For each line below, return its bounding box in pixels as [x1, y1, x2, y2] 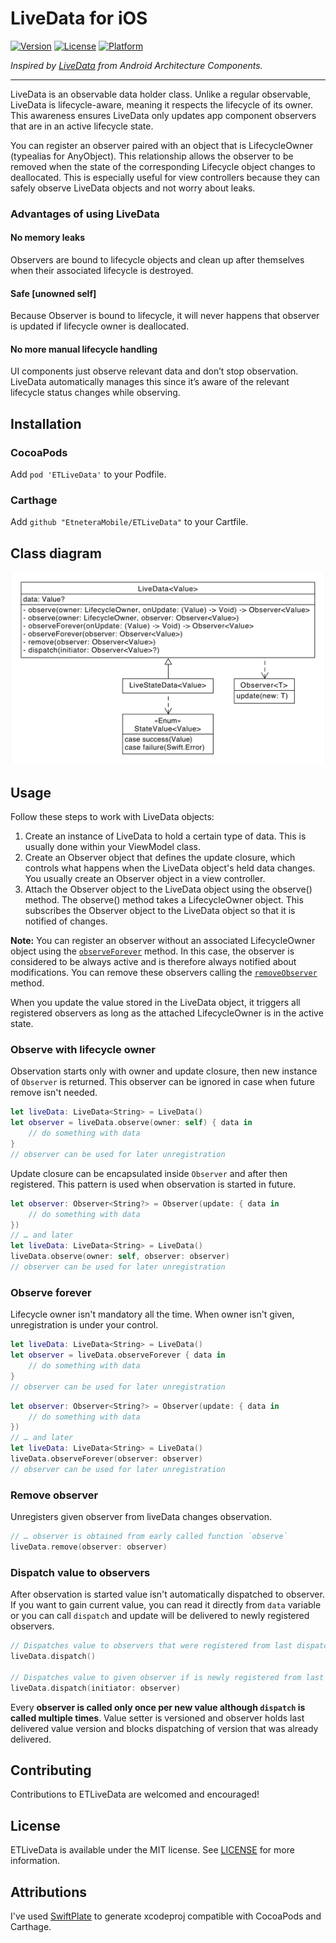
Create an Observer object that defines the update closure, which [24, 852, 296, 864]
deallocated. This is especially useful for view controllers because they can [10, 171, 321, 183]
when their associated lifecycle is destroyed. [10, 265, 194, 277]
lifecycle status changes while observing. [10, 387, 181, 399]
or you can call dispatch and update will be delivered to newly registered [10, 1610, 310, 1622]
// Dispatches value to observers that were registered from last [10, 1641, 293, 1651]
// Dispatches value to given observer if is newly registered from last [10, 1672, 325, 1682]
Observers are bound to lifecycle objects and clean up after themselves [10, 254, 305, 266]
